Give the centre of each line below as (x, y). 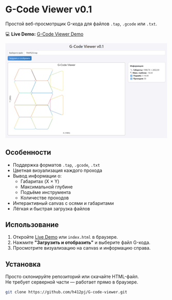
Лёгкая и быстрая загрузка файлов (51, 208)
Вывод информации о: (37, 175)
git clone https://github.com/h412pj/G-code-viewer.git (66, 292)
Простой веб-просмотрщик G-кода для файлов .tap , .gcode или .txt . (81, 24)
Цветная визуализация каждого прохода (58, 170)
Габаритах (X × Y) (40, 181)
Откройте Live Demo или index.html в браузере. (65, 237)
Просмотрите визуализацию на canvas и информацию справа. (82, 248)
